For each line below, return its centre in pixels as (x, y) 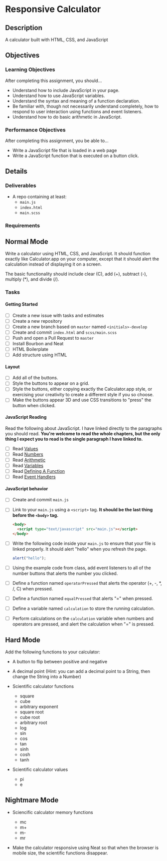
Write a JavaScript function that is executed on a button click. (76, 156)
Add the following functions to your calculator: (53, 652)
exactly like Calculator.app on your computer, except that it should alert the (82, 259)
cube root (30, 717)
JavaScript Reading (26, 417)
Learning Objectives (30, 70)
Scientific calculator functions (43, 686)
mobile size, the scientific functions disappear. (60, 853)
